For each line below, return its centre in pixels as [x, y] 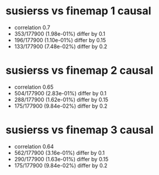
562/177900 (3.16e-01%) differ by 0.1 [59, 152]
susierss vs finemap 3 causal [79, 130]
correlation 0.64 [34, 146]
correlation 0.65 [34, 87]
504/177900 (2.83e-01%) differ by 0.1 [60, 93]
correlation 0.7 [32, 27]
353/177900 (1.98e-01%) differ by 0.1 [60, 33]
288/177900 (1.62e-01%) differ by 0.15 [61, 99]
